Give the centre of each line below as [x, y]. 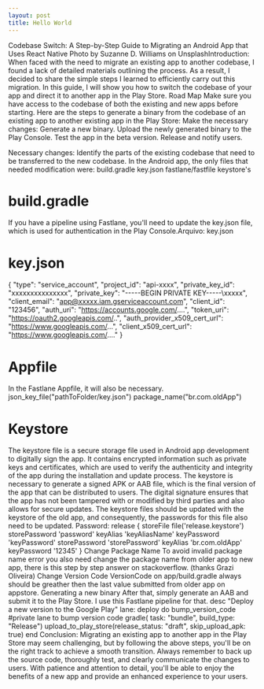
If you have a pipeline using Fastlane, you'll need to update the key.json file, [130, 223]
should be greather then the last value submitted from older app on [117, 584]
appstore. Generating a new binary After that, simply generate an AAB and [128, 593]
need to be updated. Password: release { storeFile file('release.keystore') [126, 526]
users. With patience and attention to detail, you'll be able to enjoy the [121, 668]
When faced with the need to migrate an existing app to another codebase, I [131, 62]
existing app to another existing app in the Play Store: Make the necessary [128, 120]
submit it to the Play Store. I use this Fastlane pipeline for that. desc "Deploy [131, 601]
